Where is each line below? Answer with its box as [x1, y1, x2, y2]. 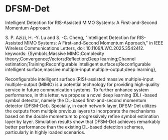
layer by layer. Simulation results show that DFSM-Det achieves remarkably [5, 118, 160, 124]
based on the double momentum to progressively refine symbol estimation [5, 113, 159, 119]
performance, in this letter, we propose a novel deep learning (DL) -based [5, 92, 157, 98]
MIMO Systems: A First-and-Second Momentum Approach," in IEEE [24, 39, 163, 45]
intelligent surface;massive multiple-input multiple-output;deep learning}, [5, 66, 157, 72]
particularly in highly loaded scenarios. [5, 129, 86, 135]
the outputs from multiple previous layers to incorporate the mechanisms [5, 108, 156, 114]
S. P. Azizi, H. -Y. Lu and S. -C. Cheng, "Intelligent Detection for [5, 34, 136, 40]
